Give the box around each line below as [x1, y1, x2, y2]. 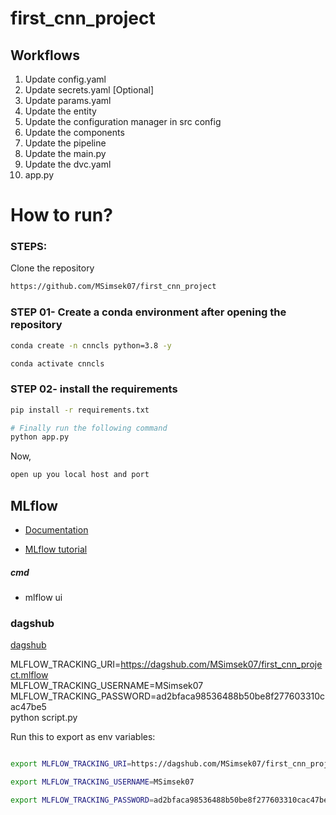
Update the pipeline [24, 137, 107, 149]
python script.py [10, 712, 78, 724]
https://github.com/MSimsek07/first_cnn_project [10, 282, 217, 292]
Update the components [24, 127, 125, 138]
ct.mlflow [10, 669, 49, 681]
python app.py [10, 432, 70, 442]
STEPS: [10, 240, 48, 254]
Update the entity [24, 105, 97, 117]
